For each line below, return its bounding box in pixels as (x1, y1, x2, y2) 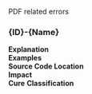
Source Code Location (8, 61, 84, 71)
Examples (8, 53, 42, 63)
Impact (8, 70, 33, 80)
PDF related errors (8, 7, 70, 16)
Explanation (8, 45, 50, 54)
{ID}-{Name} (8, 26, 60, 37)
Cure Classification (8, 79, 74, 88)
